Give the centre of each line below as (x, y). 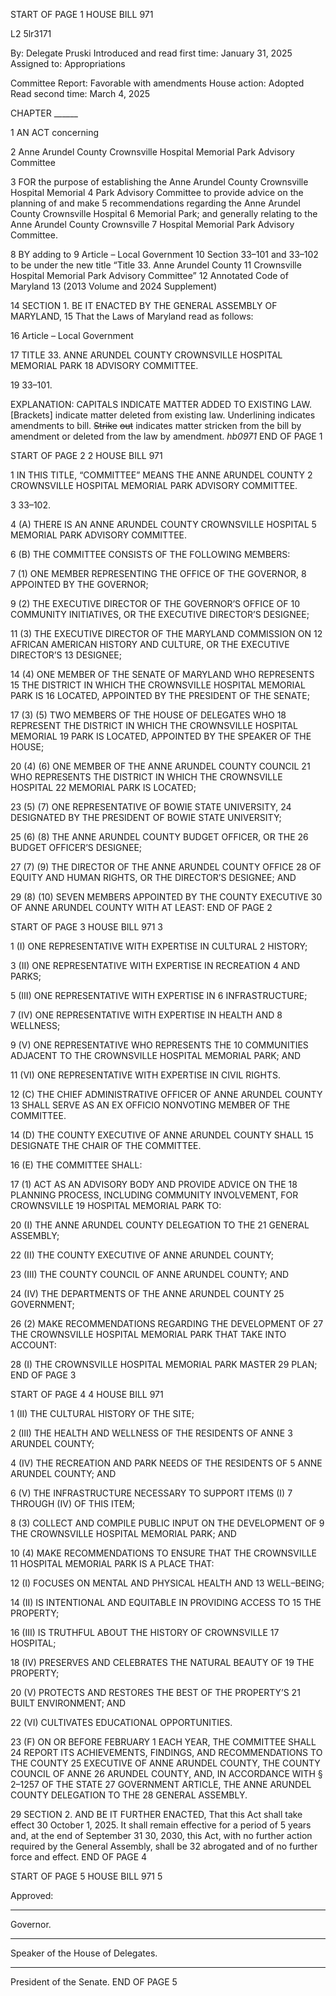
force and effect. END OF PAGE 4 (79, 1857)
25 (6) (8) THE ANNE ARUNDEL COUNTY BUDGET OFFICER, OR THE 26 (159, 837)
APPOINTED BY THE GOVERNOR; (79, 584)
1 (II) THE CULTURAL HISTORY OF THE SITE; (102, 1413)
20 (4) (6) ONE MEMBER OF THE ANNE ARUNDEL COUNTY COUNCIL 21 (160, 766)
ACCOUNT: (33, 1345)
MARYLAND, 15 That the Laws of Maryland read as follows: (132, 316)
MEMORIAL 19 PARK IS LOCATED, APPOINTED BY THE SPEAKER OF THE (161, 736)
